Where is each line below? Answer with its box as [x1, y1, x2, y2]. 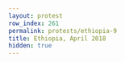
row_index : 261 [8, 19, 60, 27]
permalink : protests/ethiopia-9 [8, 27, 117, 35]
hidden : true [8, 42, 52, 50]
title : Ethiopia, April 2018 [8, 34, 106, 43]
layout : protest [8, 11, 63, 20]
